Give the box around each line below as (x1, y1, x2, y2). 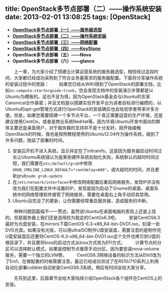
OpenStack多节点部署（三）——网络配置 (12, 39, 98, 45)
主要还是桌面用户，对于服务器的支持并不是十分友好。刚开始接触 (9, 124, 141, 131)
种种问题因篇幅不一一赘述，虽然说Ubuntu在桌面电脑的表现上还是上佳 (13, 208, 156, 214)
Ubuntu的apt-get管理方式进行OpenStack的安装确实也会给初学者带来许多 (5, 106, 155, 112)
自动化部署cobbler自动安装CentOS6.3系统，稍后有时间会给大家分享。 (5, 264, 148, 271)
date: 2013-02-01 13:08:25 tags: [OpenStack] (5, 13, 151, 21)
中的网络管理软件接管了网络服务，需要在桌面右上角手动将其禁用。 (16, 191, 153, 197)
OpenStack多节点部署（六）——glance (12, 58, 95, 64)
